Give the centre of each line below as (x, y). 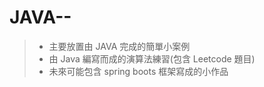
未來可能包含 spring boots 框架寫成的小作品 (138, 71)
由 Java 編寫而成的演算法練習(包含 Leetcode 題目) (152, 58)
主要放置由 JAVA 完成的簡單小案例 (119, 46)
